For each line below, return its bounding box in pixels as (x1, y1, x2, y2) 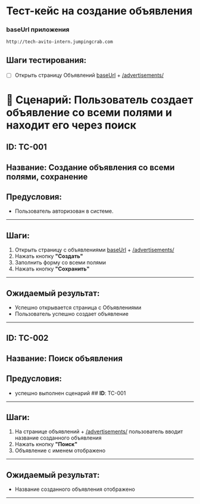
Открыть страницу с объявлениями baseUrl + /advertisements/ (14, 246, 174, 254)
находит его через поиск (6, 118, 137, 132)
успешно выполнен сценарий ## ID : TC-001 (14, 389, 126, 397)
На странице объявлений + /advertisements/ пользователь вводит (14, 428, 183, 435)
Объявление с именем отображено (14, 447, 106, 454)
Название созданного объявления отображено (14, 486, 135, 493)
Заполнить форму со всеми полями (14, 259, 106, 266)
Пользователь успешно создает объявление (14, 310, 129, 317)
